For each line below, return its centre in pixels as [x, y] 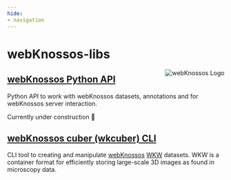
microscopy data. [32, 170]
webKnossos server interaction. [52, 103]
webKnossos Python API [61, 80]
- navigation [26, 20]
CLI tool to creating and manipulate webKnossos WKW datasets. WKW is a [113, 155]
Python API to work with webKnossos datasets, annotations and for [103, 96]
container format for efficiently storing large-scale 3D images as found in [111, 162]
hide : [15, 13]
